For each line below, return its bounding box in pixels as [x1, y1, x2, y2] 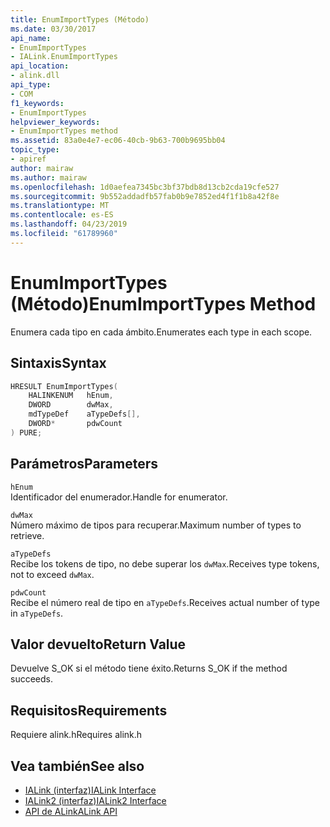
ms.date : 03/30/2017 [10, 24, 97, 34]
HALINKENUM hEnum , [28, 391, 114, 401]
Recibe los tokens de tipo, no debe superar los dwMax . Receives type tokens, [10, 557, 320, 570]
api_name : [10, 33, 52, 43]
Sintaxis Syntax [10, 355, 107, 372]
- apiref [10, 154, 47, 164]
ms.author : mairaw [10, 172, 87, 183]
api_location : [10, 61, 70, 71]
